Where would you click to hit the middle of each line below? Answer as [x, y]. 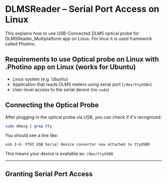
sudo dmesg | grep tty [29, 126]
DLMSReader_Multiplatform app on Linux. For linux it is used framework [79, 39]
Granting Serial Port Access [49, 174]
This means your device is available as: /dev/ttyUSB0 [59, 154]
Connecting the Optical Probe [52, 105]
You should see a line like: [32, 136]
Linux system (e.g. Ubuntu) [40, 79]
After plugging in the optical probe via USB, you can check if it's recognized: [83, 117]
